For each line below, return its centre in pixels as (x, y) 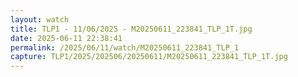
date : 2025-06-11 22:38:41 (66, 38)
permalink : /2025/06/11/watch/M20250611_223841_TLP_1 (125, 47)
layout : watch (40, 19)
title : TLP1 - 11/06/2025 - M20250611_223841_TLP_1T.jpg (131, 29)
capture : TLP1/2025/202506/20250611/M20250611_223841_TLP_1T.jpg (149, 57)
